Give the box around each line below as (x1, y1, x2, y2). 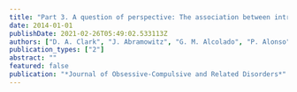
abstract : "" (9, 53, 57, 62)
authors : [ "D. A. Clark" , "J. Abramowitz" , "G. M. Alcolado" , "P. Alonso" (9, 37, 291, 46)
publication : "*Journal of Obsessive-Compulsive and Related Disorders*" (9, 70, 287, 79)
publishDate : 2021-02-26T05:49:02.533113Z (9, 29, 168, 38)
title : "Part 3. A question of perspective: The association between (9, 12, 271, 22)
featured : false (9, 62, 69, 71)
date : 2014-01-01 (9, 21, 73, 30)
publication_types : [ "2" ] (9, 46, 104, 54)
